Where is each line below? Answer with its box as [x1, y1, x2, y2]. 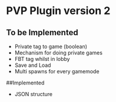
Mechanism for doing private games [14, 49, 103, 56]
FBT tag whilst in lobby [14, 56, 70, 62]
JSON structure [14, 91, 53, 97]
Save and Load [14, 62, 51, 69]
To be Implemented [6, 28, 78, 38]
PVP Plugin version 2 [6, 4, 111, 18]
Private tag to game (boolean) [14, 43, 87, 50]
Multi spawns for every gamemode [14, 68, 100, 74]
